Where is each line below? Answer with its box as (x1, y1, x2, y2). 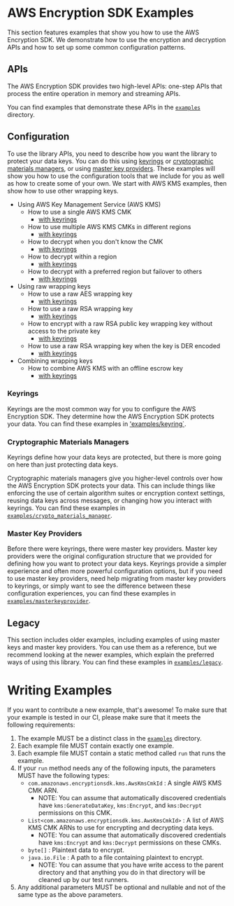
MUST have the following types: (17, 771, 110, 780)
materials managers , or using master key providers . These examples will (7, 164, 215, 172)
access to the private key (27, 327, 101, 335)
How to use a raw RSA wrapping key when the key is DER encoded (27, 341, 221, 350)
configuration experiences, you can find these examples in (7, 589, 176, 598)
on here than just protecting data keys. (7, 460, 119, 469)
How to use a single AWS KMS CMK (27, 207, 131, 216)
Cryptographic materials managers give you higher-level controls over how (7, 474, 224, 483)
